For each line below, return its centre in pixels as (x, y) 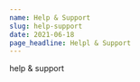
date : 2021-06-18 (42, 34)
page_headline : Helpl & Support (70, 43)
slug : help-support (46, 26)
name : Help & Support (50, 18)
